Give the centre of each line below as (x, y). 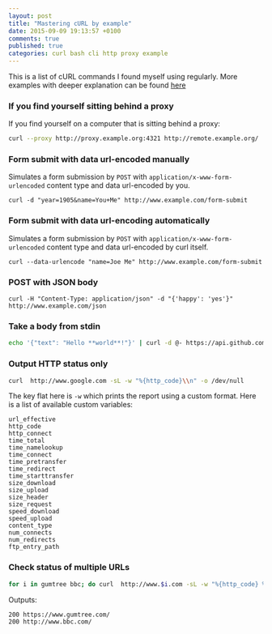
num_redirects (32, 540)
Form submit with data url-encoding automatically (109, 221)
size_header (28, 498)
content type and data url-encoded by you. (118, 185)
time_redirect (32, 469)
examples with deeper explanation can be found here (97, 85)
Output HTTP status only (58, 364)
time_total (27, 441)
